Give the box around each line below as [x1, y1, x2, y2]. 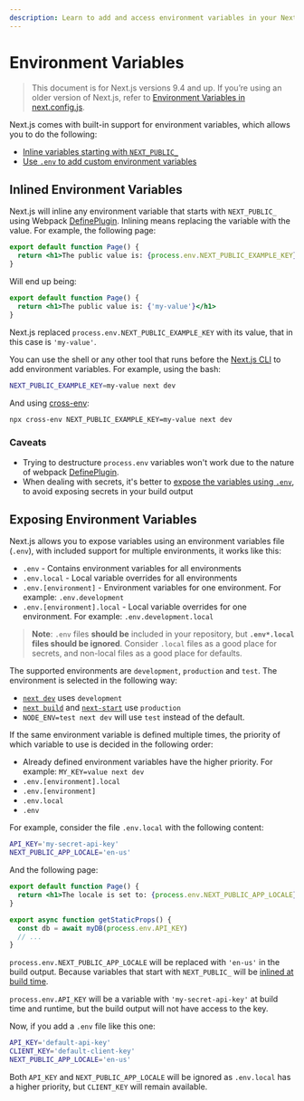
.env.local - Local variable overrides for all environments [22, 572, 238, 584]
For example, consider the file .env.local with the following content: [9, 822, 264, 833]
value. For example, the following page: [9, 225, 157, 236]
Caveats [9, 436, 47, 449]
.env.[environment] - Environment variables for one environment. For [22, 582, 282, 593]
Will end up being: [9, 276, 77, 286]
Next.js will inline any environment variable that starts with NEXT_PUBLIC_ [9, 206, 278, 217]
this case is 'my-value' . [9, 336, 97, 347]
